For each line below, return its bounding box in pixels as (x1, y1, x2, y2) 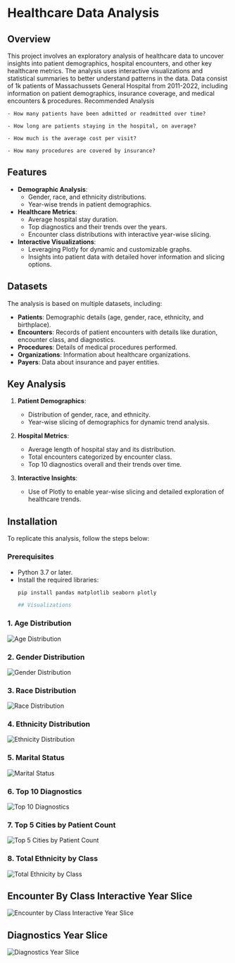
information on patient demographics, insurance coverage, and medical (7, 90, 215, 97)
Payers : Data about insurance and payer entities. (17, 357, 160, 366)
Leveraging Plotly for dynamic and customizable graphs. (27, 245, 192, 253)
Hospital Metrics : (17, 431, 69, 440)
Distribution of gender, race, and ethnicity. (27, 410, 151, 419)
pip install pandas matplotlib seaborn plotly (17, 589, 157, 596)
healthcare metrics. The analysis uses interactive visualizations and (7, 67, 203, 75)
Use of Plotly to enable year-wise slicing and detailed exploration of (27, 488, 224, 496)
